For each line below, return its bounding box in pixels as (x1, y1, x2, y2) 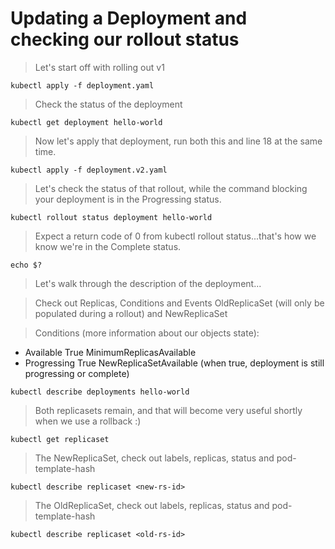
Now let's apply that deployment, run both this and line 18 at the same (34, 135, 323, 147)
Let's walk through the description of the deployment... (34, 277, 262, 289)
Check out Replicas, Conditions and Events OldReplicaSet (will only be (34, 297, 325, 309)
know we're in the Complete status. (34, 240, 182, 252)
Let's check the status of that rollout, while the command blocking (34, 182, 308, 194)
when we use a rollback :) (34, 415, 142, 427)
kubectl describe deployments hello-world (10, 387, 190, 397)
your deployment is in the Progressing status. (34, 193, 222, 205)
